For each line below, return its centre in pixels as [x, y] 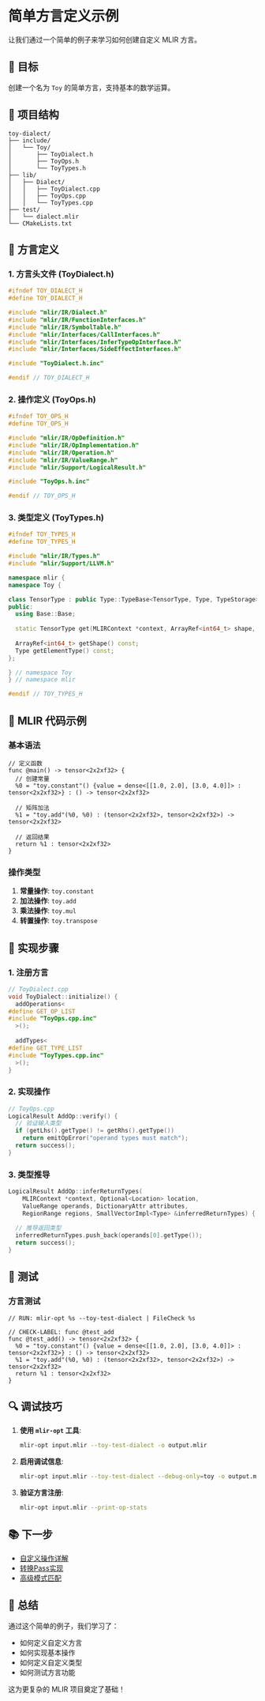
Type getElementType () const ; [65, 651]
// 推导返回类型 [38, 1228]
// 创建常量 [32, 779]
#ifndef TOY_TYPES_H [42, 534]
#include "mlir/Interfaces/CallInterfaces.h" [84, 334]
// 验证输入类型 [38, 1123]
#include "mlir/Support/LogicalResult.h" [77, 467]
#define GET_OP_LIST [42, 1011]
